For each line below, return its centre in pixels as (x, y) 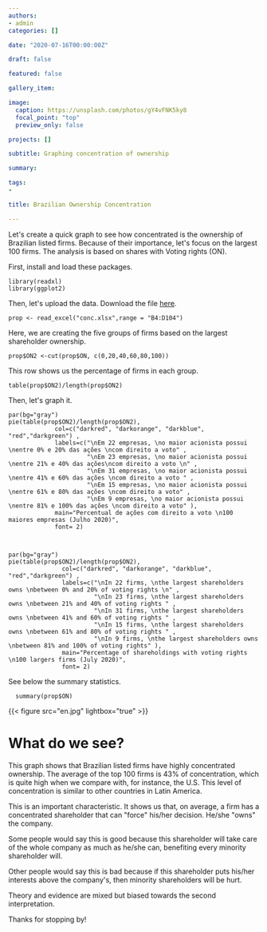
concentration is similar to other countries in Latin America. (105, 791)
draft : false (30, 60)
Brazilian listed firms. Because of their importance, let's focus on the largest (133, 243)
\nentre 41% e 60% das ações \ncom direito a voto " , (101, 478)
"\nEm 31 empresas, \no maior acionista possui (167, 471)
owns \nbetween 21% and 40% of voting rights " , (92, 603)
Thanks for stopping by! (47, 919)
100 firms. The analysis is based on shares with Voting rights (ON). (118, 251)
